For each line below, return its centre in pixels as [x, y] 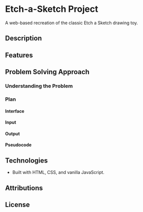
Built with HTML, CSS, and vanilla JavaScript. [58, 172]
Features [19, 55]
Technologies [27, 160]
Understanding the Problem [39, 86]
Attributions [24, 188]
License [18, 204]
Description [23, 38]
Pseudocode [18, 145]
